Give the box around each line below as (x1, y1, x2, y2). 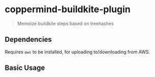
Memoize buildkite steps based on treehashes (17, 20, 114, 27)
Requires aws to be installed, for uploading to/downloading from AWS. (5, 48, 150, 55)
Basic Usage (5, 64, 45, 72)
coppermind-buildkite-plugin (5, 4, 131, 15)
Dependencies (5, 35, 52, 44)
